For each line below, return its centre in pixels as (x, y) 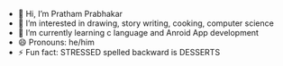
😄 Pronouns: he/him (56, 42)
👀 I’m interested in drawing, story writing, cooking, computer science (146, 23)
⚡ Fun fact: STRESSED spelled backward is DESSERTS (119, 52)
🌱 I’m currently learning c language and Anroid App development (138, 33)
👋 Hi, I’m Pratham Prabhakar (70, 14)
